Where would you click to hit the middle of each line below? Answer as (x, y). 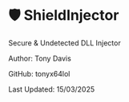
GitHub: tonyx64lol (39, 73)
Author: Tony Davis (40, 58)
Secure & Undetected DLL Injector (65, 43)
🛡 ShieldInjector (64, 16)
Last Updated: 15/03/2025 (52, 89)
